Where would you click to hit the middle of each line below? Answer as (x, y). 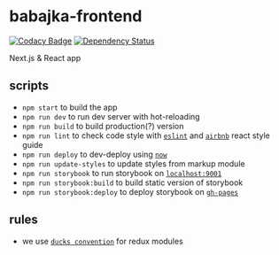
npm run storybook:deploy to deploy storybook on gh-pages (130, 191)
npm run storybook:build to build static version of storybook (132, 182)
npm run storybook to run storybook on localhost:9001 (122, 173)
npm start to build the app (70, 107)
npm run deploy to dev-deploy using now (94, 154)
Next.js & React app (45, 58)
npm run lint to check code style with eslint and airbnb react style (146, 135)
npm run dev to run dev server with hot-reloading (111, 116)
